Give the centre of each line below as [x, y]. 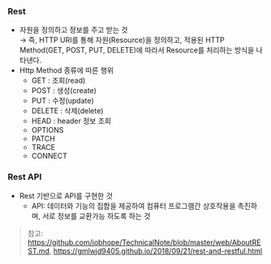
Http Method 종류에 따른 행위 [67, 70]
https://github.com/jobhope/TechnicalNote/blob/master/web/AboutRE [144, 242]
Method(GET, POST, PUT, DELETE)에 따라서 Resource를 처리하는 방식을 [137, 50]
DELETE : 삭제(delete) [67, 111]
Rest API [25, 177]
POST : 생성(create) [64, 91]
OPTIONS [47, 130]
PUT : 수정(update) [62, 101]
